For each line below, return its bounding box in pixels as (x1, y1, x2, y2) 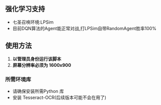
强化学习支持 (5, 5, 45, 14)
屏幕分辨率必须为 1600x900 (12, 62, 71, 68)
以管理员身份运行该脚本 (12, 56, 61, 62)
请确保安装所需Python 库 (12, 88, 64, 94)
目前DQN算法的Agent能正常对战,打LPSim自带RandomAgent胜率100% (12, 25, 157, 31)
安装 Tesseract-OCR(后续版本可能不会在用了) (12, 94, 107, 100)
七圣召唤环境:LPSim (12, 19, 54, 25)
